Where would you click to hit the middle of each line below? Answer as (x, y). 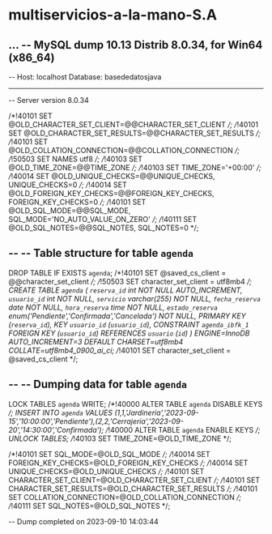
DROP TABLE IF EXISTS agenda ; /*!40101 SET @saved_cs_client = (117, 272)
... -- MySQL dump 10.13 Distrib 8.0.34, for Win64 (136, 45)
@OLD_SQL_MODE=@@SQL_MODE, (70, 211)
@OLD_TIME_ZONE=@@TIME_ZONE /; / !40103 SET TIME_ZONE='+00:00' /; (135, 167)
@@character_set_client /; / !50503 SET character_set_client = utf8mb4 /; (130, 281)
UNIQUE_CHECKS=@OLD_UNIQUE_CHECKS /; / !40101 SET (106, 471)
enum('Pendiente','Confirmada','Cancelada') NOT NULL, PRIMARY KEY (127, 316)
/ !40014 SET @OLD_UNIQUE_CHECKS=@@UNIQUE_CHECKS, (112, 176)
